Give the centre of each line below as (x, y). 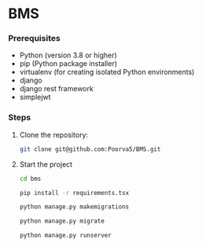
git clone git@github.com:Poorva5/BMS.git (90, 149)
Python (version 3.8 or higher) (68, 55)
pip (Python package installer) (68, 64)
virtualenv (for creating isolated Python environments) (107, 72)
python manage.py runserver (65, 236)
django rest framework (57, 89)
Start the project (46, 164)
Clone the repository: (54, 135)
